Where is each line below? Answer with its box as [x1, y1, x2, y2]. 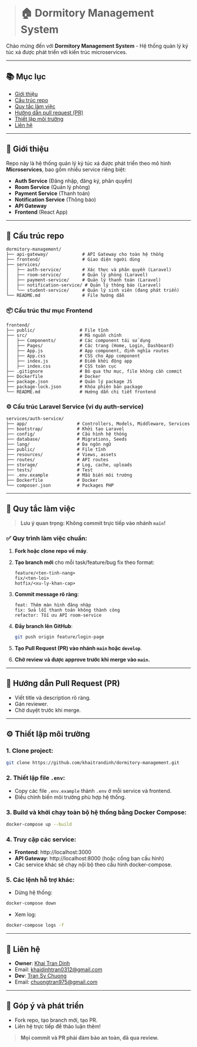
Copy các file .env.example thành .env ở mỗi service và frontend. [14, 787, 172, 794]
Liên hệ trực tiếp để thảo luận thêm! [14, 1022, 101, 1029]
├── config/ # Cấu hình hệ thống [6, 431, 127, 437]
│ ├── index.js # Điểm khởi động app [6, 358, 133, 364]
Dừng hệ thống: [14, 889, 53, 896]
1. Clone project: [6, 747, 54, 755]
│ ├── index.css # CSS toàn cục [6, 363, 117, 369]
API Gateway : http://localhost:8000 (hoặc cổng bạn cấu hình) [14, 855, 164, 862]
